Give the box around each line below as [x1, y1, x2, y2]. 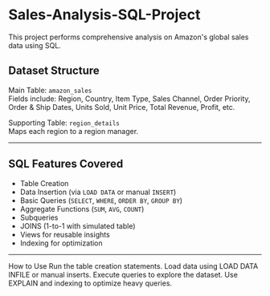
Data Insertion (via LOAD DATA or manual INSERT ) [19, 187, 177, 197]
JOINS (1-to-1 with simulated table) [19, 221, 136, 230]
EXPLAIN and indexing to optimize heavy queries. [8, 278, 173, 288]
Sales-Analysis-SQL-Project [8, 6, 201, 24]
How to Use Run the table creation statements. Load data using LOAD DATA [8, 261, 259, 270]
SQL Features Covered [8, 157, 124, 171]
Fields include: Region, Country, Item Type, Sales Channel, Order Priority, [8, 94, 251, 103]
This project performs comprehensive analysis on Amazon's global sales [8, 32, 249, 42]
